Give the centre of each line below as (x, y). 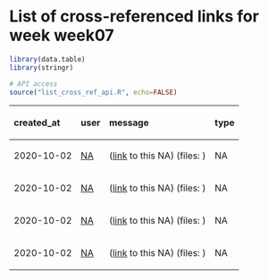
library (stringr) (42, 68)
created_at (37, 123)
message (129, 123)
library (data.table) (48, 59)
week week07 (62, 35)
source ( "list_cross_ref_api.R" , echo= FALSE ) (93, 92)
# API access (33, 84)
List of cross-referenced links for (134, 17)
